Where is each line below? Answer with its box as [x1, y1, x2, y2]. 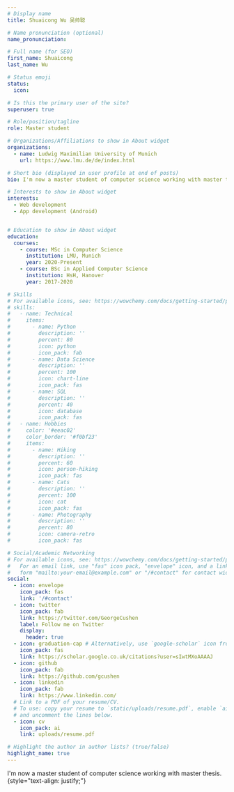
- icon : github [13, 660, 58, 667]
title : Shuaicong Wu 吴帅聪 [7, 17, 86, 24]
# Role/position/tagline [7, 118, 79, 125]
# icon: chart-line [7, 375, 89, 382]
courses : [13, 240, 39, 247]
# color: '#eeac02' [7, 427, 77, 434]
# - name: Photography [7, 511, 92, 518]
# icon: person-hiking [7, 466, 98, 473]
